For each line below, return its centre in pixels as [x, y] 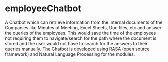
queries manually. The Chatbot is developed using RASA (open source [77, 49]
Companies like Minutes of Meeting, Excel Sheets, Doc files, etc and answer [83, 27]
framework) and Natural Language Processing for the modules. [70, 54]
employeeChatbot [43, 9]
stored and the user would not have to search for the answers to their [77, 43]
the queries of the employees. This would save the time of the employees [81, 33]
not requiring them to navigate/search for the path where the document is [81, 38]
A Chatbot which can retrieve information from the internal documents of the [84, 22]
